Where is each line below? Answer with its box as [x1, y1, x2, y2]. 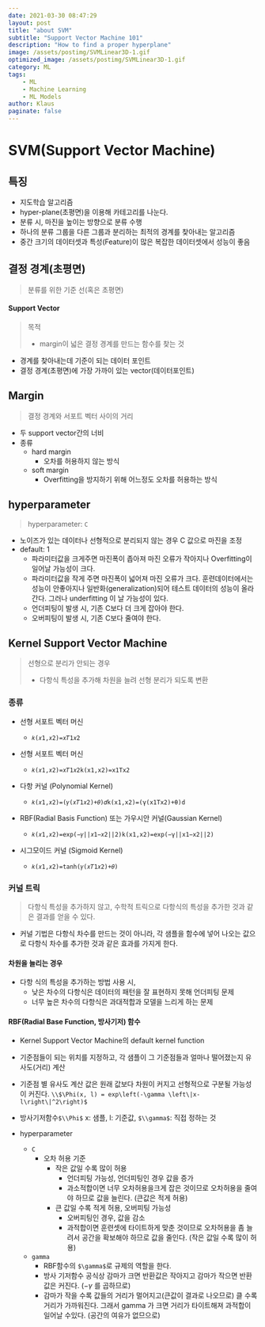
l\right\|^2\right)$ [19, 1098, 88, 1106]
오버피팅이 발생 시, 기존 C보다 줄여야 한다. [31, 613, 161, 623]
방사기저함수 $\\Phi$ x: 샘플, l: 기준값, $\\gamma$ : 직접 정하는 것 [19, 1113, 217, 1123]
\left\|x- [168, 1091, 200, 1099]
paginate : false [8, 108, 62, 116]
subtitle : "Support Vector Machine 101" [8, 33, 144, 42]
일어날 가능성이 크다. [31, 563, 96, 573]
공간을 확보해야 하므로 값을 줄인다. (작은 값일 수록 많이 [81, 1233, 249, 1242]
